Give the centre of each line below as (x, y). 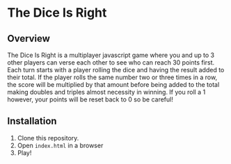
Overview (29, 39)
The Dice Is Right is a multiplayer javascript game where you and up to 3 (111, 55)
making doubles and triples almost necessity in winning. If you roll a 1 (106, 92)
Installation (32, 121)
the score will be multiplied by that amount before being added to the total (113, 84)
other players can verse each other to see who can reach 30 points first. (111, 63)
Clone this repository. (48, 138)
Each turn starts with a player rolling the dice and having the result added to (116, 70)
